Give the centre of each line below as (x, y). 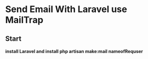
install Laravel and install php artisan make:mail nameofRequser (74, 51)
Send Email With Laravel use (66, 9)
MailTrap (24, 20)
